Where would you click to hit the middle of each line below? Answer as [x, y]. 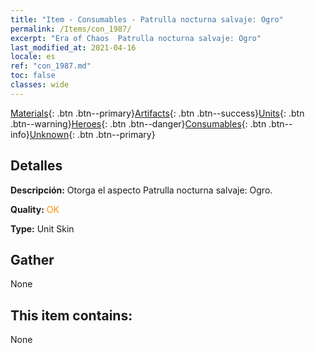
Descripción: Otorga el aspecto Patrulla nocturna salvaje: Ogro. [141, 190]
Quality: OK [35, 209]
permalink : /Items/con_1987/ [71, 29]
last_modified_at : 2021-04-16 [73, 47]
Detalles [36, 166]
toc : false [33, 76]
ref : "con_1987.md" [51, 66]
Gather [32, 259]
